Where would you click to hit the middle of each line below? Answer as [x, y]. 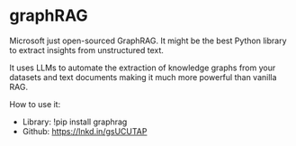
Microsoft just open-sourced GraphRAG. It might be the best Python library [148, 41]
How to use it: [35, 104]
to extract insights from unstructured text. [87, 50]
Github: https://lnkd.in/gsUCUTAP [85, 131]
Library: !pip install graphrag [75, 122]
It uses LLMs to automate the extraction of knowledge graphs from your [143, 68]
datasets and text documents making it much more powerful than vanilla [143, 77]
